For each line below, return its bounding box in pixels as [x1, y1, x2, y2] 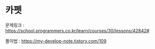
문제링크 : [5, 22, 24, 28]
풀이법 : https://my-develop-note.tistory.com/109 [5, 38, 107, 44]
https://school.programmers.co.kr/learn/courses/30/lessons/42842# [5, 27, 150, 33]
